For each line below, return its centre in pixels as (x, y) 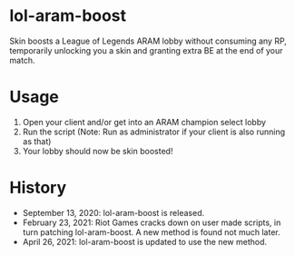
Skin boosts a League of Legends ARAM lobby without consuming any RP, (148, 41)
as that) (37, 141)
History (38, 188)
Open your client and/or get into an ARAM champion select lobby (144, 122)
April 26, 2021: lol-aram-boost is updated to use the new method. (145, 241)
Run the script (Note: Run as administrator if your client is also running (154, 132)
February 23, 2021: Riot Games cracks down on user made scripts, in (152, 222)
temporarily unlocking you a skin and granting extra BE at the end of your (146, 50)
